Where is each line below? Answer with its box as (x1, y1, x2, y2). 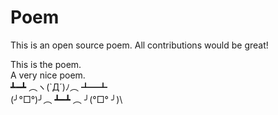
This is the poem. (10, 58, 82, 70)
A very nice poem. (10, 69, 86, 81)
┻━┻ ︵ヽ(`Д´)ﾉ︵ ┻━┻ (10, 81, 108, 93)
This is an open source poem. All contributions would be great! (10, 39, 269, 51)
